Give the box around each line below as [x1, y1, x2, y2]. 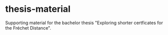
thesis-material [5, 3, 71, 15]
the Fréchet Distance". [5, 25, 51, 31]
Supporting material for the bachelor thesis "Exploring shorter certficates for [5, 20, 163, 26]
